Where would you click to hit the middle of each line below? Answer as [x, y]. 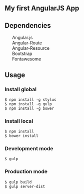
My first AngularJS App [42, 8]
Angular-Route [27, 43]
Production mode [26, 172]
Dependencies [28, 25]
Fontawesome [26, 59]
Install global [21, 89]
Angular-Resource [31, 48]
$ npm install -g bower [29, 108]
